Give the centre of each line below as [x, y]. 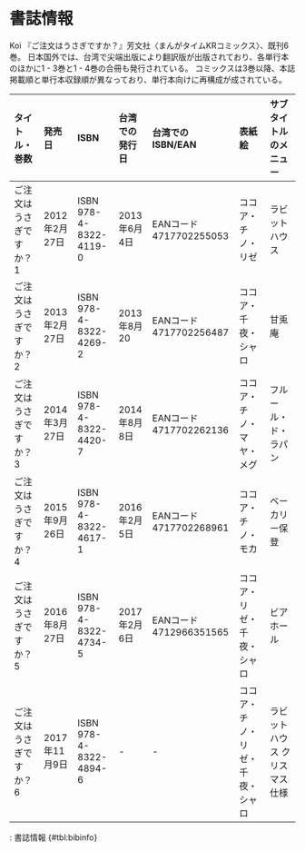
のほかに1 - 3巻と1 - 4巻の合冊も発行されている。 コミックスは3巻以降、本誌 [152, 68]
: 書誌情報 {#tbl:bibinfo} [54, 837]
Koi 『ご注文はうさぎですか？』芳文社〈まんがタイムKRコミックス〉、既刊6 [149, 45]
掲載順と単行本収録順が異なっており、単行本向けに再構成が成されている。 [148, 79]
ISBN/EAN [174, 144]
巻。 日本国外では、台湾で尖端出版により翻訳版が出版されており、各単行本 [149, 56]
